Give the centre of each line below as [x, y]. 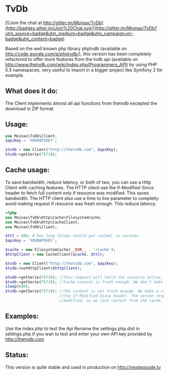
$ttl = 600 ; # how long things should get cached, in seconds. [73, 236]
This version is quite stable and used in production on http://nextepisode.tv [83, 367]
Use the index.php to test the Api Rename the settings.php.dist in [72, 328]
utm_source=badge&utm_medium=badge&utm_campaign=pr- [69, 33]
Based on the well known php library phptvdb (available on [66, 48]
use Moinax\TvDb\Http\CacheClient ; [43, 222]
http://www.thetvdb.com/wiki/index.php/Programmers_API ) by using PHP [81, 64]
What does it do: [31, 91]
